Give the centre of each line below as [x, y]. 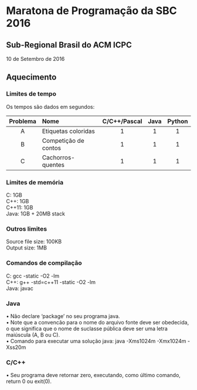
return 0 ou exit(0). [29, 381]
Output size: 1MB [26, 248]
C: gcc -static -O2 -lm [33, 276]
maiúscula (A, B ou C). [33, 334]
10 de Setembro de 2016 [35, 59]
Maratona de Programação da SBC [91, 11]
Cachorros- [58, 158]
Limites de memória [35, 182]
